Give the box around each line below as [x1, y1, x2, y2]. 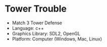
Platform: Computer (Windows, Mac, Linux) [12, 36, 102, 42]
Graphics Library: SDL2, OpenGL [12, 30, 80, 36]
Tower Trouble [5, 3, 67, 15]
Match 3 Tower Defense [12, 20, 63, 26]
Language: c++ [12, 25, 44, 31]
